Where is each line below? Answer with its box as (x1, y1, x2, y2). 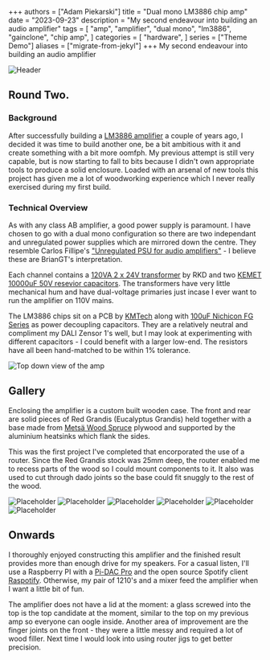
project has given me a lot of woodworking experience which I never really (8, 173, 256, 183)
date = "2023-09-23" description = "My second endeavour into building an (8, 15, 258, 25)
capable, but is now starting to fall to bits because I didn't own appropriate (8, 156, 255, 166)
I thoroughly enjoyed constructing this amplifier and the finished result (8, 550, 241, 560)
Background (8, 113, 58, 124)
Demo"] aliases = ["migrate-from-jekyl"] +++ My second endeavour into (8, 41, 248, 51)
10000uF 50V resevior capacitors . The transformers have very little (8, 278, 231, 288)
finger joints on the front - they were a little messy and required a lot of (8, 625, 243, 634)
